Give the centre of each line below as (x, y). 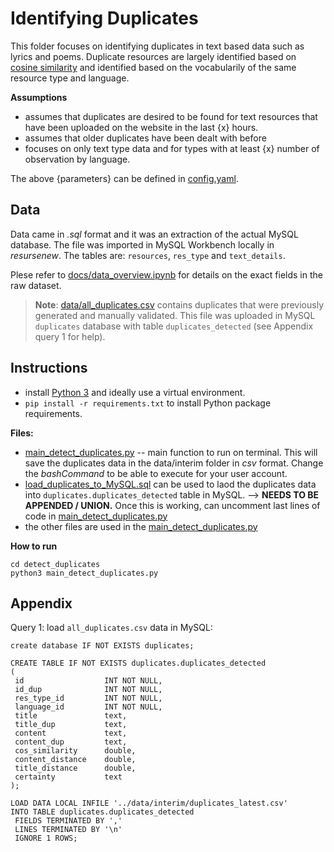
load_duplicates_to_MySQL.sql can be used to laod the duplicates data (170, 484)
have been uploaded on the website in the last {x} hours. (141, 127)
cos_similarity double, (75, 751)
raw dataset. (36, 285)
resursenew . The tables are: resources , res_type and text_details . (148, 255)
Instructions (49, 368)
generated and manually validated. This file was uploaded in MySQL (175, 315)
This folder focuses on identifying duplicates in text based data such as (157, 46)
